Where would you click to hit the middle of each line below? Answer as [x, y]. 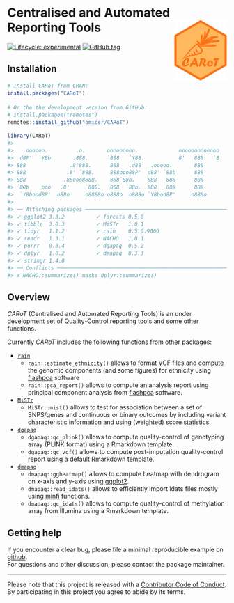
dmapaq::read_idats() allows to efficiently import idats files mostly [123, 489]
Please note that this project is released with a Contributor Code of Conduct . [117, 585]
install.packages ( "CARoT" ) [46, 93]
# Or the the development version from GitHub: [78, 108]
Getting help [34, 533]
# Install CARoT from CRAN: [48, 86]
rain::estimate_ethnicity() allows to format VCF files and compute [126, 363]
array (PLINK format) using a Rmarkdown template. [101, 444]
